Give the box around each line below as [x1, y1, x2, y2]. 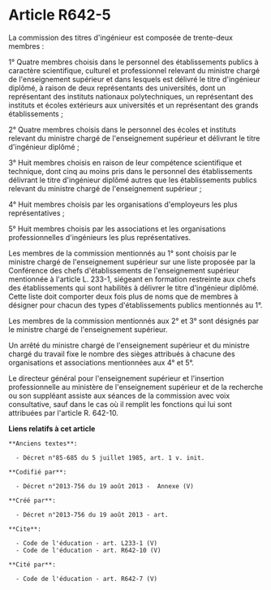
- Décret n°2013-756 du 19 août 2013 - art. [15, 510, 169, 518]
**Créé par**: [8, 496, 57, 505]
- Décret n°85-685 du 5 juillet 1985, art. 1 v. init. [15, 453, 205, 461]
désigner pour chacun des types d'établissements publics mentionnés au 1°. [8, 299, 263, 310]
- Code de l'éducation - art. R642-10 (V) [15, 546, 161, 554]
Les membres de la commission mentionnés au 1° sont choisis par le [8, 248, 237, 258]
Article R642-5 [8, 6, 111, 24]
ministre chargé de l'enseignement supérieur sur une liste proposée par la [8, 256, 256, 266]
